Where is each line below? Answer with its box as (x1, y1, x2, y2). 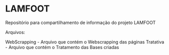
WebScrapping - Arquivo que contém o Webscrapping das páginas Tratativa (5, 38, 164, 45)
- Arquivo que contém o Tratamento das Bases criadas (5, 44, 119, 50)
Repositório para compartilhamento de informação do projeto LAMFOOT (5, 19, 156, 25)
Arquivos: (5, 29, 25, 35)
